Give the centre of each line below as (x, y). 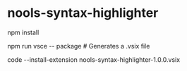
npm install (23, 32)
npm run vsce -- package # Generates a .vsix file (79, 46)
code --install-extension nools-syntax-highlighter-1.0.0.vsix (94, 59)
